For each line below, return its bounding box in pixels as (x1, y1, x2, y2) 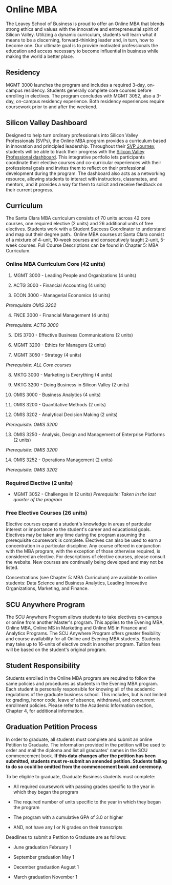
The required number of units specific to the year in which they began (13, 799, 161, 805)
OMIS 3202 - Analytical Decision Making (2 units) (13, 411, 118, 418)
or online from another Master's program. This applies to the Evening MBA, (6, 619, 164, 625)
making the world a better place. (6, 53, 74, 60)
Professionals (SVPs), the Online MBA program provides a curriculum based (6, 137, 166, 144)
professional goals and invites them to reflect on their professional (6, 165, 145, 171)
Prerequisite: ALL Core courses (6, 362, 72, 368)
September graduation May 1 (13, 854, 75, 860)
